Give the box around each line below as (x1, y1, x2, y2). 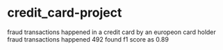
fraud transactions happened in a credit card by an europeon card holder (7, 28, 217, 36)
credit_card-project (7, 5, 122, 21)
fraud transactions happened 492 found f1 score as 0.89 (7, 35, 169, 43)
